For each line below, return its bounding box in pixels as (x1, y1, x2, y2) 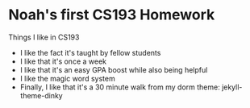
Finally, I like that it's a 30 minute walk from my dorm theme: (19, 82, 220, 92)
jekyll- (221, 82, 243, 92)
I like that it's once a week (19, 56, 107, 66)
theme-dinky (19, 90, 63, 100)
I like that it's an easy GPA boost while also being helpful (19, 64, 208, 74)
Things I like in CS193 (8, 32, 80, 42)
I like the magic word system (19, 73, 115, 83)
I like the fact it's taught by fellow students (19, 48, 161, 57)
